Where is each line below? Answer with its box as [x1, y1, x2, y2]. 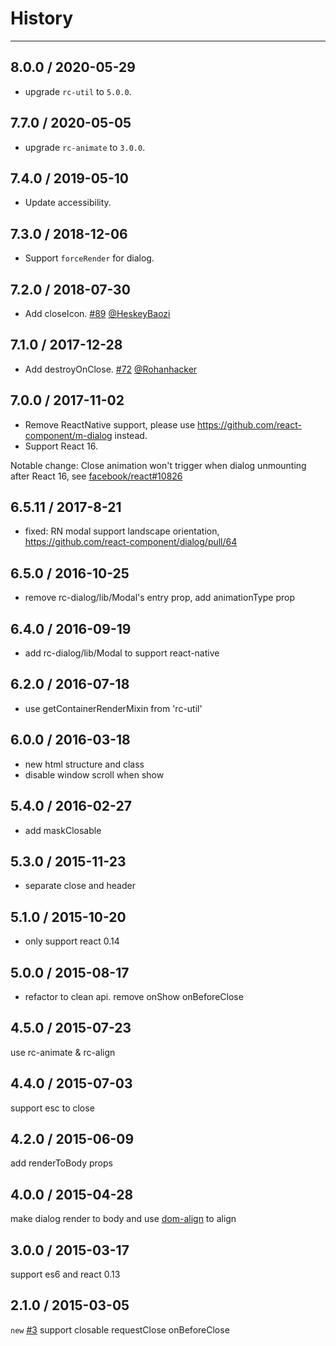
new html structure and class [24, 758, 145, 770]
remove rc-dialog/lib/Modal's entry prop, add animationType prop [24, 592, 295, 604]
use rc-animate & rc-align [10, 1046, 116, 1058]
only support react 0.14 [24, 935, 120, 947]
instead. [114, 429, 148, 441]
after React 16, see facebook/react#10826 [10, 470, 183, 482]
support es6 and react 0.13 [10, 1268, 121, 1280]
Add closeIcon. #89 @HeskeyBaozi [24, 308, 171, 319]
